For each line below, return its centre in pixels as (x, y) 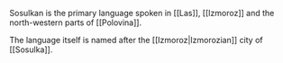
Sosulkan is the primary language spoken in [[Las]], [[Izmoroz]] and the (142, 13)
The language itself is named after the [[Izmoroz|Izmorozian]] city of (136, 40)
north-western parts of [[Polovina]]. (76, 22)
